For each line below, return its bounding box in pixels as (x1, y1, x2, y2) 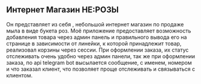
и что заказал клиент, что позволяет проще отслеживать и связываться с (6, 65, 196, 73)
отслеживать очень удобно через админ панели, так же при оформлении (6, 52, 195, 59)
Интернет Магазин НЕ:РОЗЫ (6, 5, 119, 15)
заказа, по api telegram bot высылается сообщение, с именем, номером (6, 59, 192, 66)
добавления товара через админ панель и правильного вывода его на (6, 33, 187, 41)
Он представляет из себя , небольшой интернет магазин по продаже (6, 20, 184, 28)
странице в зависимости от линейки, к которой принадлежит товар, (6, 40, 182, 47)
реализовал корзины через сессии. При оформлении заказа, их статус (6, 46, 189, 53)
